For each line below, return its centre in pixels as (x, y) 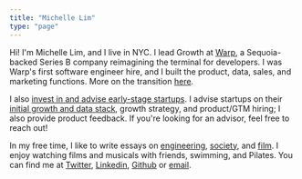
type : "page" (34, 26)
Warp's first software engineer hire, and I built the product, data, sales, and (151, 71)
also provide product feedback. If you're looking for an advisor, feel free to (150, 118)
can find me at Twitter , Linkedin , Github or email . (100, 164)
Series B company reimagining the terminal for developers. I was (161, 62)
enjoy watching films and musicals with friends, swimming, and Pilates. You (151, 154)
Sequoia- (263, 52)
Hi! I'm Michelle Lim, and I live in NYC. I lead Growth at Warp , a (127, 52)
